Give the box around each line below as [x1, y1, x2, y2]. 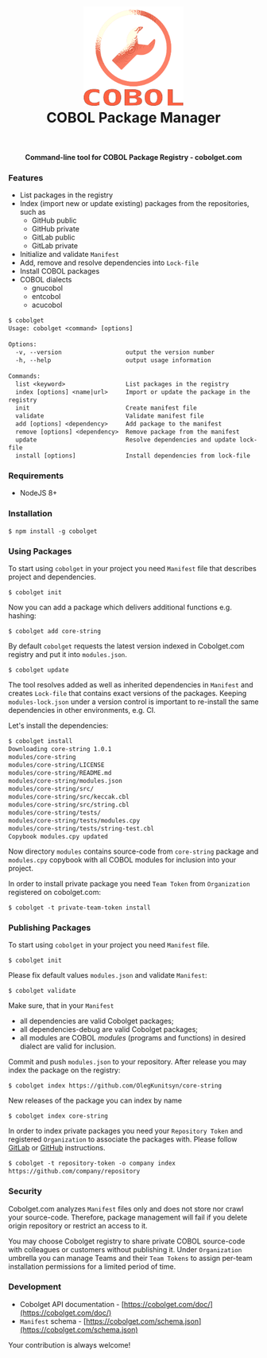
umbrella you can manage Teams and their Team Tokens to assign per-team [8, 1253, 253, 1263]
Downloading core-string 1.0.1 [8, 745, 112, 753]
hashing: [8, 610, 37, 621]
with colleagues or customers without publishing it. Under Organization [8, 1244, 242, 1254]
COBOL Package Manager [46, 109, 221, 127]
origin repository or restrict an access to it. [8, 1220, 149, 1230]
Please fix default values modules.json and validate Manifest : [8, 971, 208, 980]
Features [8, 172, 44, 183]
